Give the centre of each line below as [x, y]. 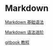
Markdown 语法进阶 [24, 32]
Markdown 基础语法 [24, 22]
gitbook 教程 [17, 42]
